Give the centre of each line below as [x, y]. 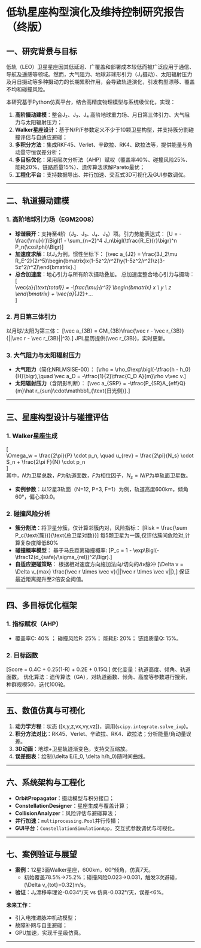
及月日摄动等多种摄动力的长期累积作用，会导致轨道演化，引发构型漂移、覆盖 [100, 82]
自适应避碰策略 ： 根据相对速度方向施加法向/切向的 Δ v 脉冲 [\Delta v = [99, 564]
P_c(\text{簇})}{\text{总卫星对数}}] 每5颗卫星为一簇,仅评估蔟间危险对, [100, 535]
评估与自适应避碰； [44, 137]
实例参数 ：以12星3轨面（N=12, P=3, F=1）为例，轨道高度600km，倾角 [101, 489]
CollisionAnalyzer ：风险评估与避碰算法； [66, 813]
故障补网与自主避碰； [41, 925]
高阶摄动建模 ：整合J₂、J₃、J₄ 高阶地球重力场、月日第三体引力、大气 [100, 115]
